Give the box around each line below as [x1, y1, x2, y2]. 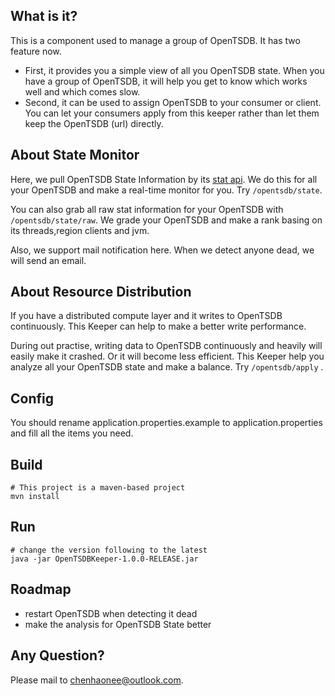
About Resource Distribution [10, 284, 192, 301]
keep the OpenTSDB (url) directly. [24, 117, 164, 129]
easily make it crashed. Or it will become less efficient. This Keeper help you [10, 350, 325, 363]
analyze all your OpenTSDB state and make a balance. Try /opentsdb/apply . [10, 361, 324, 373]
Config [10, 390, 54, 407]
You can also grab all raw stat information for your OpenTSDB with [10, 203, 284, 215]
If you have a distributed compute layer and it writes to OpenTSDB [10, 310, 283, 322]
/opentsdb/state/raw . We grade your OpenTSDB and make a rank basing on [10, 214, 323, 226]
